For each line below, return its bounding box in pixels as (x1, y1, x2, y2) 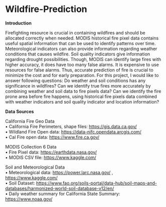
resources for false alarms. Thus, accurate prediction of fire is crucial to (5, 66, 154, 73)
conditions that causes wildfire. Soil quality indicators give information (5, 51, 150, 57)
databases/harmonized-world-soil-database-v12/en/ (5, 185, 114, 191)
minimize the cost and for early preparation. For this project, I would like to (5, 72, 159, 78)
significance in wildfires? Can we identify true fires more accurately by (5, 82, 151, 88)
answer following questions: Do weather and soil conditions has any (5, 77, 146, 83)
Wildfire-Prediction (5, 3, 88, 15)
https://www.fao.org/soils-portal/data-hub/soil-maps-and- (36, 180, 157, 186)
